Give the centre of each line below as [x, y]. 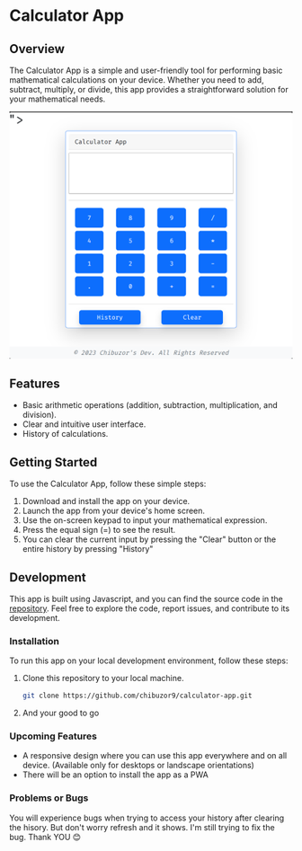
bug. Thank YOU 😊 [45, 837]
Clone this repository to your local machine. [103, 678]
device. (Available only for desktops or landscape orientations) [138, 766]
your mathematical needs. [58, 99]
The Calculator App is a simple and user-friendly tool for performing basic [146, 70]
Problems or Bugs [49, 798]
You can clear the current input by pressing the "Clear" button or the [149, 539]
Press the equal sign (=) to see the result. [99, 530]
